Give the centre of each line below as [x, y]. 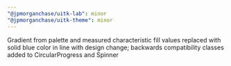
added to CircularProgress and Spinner [63, 55]
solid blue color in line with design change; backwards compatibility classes [115, 47]
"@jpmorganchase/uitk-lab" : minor [57, 14]
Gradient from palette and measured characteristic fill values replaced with [114, 40]
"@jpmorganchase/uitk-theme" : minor [60, 20]
